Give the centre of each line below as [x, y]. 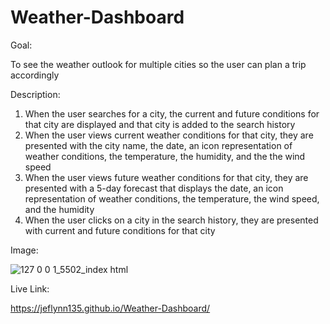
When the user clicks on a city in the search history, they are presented [171, 220]
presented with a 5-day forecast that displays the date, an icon [154, 188]
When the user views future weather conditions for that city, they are [166, 177]
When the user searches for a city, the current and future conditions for [172, 113]
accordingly [35, 75]
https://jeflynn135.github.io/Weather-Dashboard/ [110, 308]
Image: [24, 250]
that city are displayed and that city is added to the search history [160, 124]
